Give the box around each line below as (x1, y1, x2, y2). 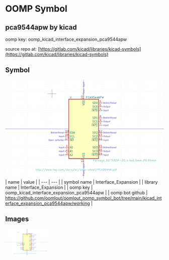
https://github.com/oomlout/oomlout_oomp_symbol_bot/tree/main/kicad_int (5, 195, 162, 201)
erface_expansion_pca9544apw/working (5, 200, 91, 206)
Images (5, 215, 29, 223)
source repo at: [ (5, 46, 40, 52)
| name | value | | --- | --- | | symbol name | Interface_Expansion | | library (5, 179, 158, 185)
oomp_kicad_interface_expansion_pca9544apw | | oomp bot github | (5, 189, 148, 196)
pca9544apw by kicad (5, 23, 77, 32)
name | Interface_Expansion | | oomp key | (5, 184, 93, 190)
